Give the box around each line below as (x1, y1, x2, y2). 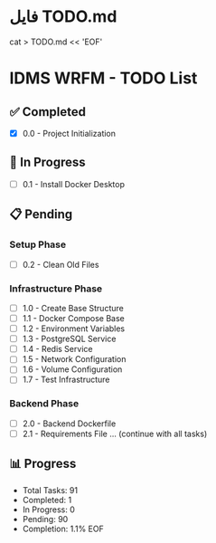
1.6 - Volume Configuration (22, 364, 123, 375)
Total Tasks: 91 (22, 484, 79, 495)
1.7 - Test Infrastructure (22, 374, 110, 386)
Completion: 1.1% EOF (22, 523, 104, 534)
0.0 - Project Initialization (22, 128, 116, 138)
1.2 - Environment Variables (22, 323, 126, 334)
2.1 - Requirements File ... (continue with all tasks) (22, 428, 208, 439)
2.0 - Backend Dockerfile (22, 418, 117, 429)
